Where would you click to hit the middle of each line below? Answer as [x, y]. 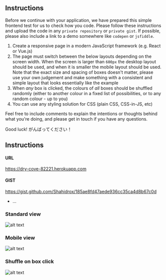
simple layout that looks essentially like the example [65, 83]
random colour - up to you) [40, 99]
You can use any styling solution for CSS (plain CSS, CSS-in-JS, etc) [83, 104]
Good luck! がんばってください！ [39, 129]
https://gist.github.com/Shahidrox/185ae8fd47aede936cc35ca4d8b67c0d [81, 191]
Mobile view [20, 238]
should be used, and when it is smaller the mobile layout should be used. [87, 67]
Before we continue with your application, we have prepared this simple [79, 20]
